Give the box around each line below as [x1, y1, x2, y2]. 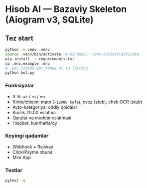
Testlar [5, 167, 23, 174]
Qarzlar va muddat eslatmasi [12, 115, 71, 121]
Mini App [12, 154, 31, 160]
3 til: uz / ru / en [12, 93, 45, 99]
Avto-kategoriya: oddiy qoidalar [12, 104, 78, 110]
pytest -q [5, 178, 26, 183]
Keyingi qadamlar [5, 132, 49, 139]
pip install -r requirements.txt [5, 56, 75, 61]
